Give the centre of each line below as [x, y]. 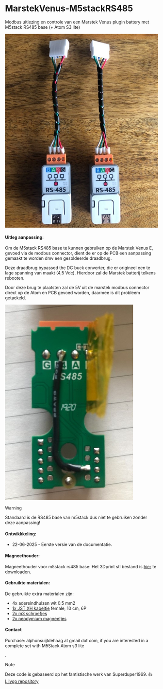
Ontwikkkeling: [21, 534]
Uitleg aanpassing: [24, 237]
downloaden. [18, 572]
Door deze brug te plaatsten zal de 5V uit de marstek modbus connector [77, 288]
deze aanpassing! [23, 523]
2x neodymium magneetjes [39, 618]
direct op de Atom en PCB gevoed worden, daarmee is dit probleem [73, 293]
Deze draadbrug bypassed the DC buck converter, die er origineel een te [78, 268]
